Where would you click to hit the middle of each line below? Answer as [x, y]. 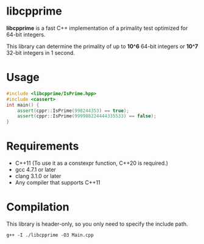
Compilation [38, 207]
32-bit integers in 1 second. [40, 52]
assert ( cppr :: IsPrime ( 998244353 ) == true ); [73, 111]
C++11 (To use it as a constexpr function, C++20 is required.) [92, 163]
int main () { [23, 105]
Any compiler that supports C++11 [58, 183]
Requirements [43, 146]
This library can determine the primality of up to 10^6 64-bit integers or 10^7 [102, 46]
